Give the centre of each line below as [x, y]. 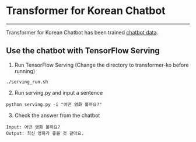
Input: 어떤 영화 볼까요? [33, 127]
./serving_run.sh [27, 82]
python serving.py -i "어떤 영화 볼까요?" [54, 104]
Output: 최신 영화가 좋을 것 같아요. [45, 133]
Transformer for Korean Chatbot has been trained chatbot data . [82, 32]
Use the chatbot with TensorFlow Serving [83, 51]
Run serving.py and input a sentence [59, 92]
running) [25, 71]
